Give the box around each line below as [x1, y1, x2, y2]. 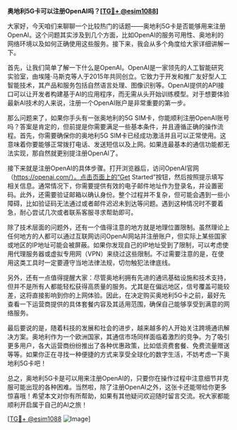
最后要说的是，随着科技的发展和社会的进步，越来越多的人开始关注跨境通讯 [7, 324, 224, 332]
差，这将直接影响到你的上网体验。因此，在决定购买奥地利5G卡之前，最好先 [7, 291, 226, 299]
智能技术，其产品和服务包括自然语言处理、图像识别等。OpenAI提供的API [7, 81, 219, 89]
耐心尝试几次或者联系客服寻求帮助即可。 [19, 208, 138, 216]
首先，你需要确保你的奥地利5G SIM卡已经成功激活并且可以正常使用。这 [19, 131, 227, 140]
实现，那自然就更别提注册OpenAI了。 [13, 149, 122, 157]
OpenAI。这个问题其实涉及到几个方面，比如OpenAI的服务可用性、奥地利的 [7, 31, 224, 39]
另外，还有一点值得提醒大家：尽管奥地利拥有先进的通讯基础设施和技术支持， [7, 273, 230, 282]
